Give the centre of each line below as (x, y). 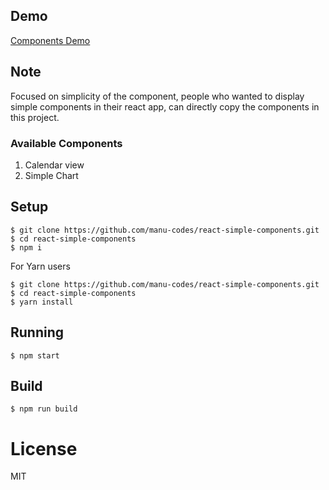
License (44, 448)
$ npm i (26, 247)
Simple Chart (51, 175)
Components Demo (50, 40)
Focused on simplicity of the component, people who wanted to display (157, 96)
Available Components (66, 143)
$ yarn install (42, 302)
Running (37, 332)
